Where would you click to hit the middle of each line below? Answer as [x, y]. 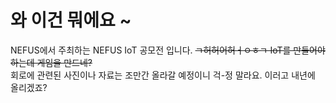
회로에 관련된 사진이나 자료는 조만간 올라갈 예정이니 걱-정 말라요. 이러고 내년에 [163, 75]
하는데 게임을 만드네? [51, 62]
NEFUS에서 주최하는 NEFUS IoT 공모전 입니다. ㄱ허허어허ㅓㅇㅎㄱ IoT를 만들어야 [168, 50]
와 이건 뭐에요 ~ [71, 20]
